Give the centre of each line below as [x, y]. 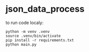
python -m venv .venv [28, 31]
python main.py [21, 44]
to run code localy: [25, 23]
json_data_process [45, 9]
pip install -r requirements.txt [40, 40]
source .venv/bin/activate [33, 36]
